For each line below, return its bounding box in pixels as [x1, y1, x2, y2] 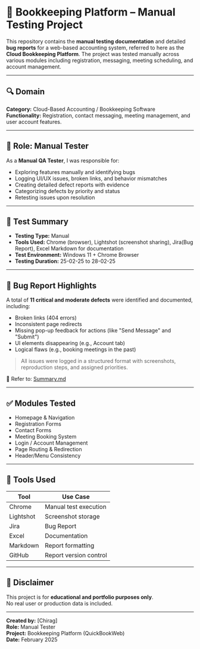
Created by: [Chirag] [6, 617, 58, 624]
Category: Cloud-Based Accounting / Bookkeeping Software [6, 105, 156, 113]
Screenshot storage [44, 512, 100, 520]
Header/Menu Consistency [14, 452, 81, 459]
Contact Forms [14, 427, 52, 434]
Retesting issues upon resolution [14, 194, 95, 201]
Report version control [44, 551, 107, 559]
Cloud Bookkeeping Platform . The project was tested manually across [6, 50, 180, 57]
